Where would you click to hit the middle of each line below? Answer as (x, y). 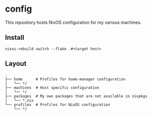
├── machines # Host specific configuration (52, 88)
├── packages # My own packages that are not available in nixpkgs (76, 96)
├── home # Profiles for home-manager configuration (65, 79)
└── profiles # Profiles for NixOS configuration (58, 105)
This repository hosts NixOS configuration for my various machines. (73, 22)
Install (15, 38)
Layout (16, 64)
